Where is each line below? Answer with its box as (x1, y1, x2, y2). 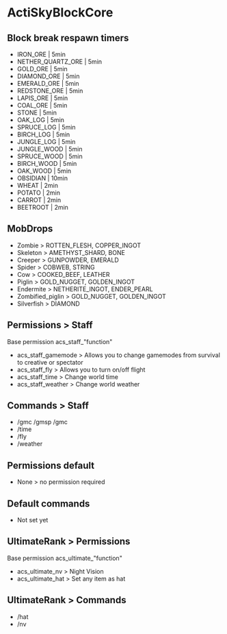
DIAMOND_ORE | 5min (16, 72, 80, 80)
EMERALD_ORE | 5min (16, 80, 80, 87)
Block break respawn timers (7, 32, 129, 44)
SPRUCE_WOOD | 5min (16, 152, 83, 160)
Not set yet (16, 516, 49, 524)
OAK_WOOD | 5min (16, 167, 72, 175)
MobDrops (7, 223, 53, 234)
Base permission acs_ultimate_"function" (7, 554, 123, 562)
